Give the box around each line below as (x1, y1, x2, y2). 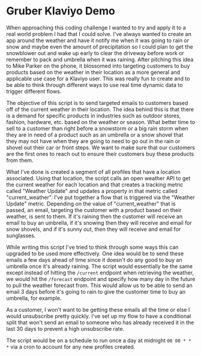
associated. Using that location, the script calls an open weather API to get (6, 174, 191, 182)
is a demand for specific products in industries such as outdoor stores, (6, 112, 181, 119)
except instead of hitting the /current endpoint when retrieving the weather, (6, 268, 194, 276)
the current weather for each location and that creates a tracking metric (6, 181, 184, 188)
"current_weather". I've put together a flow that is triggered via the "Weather (6, 194, 195, 201)
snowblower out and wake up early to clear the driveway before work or (6, 49, 184, 56)
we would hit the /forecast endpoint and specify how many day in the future (6, 275, 196, 282)
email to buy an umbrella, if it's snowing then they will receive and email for (6, 219, 192, 226)
